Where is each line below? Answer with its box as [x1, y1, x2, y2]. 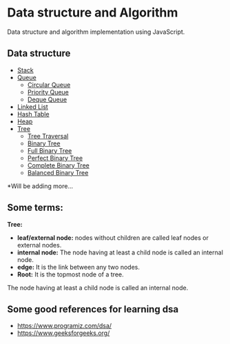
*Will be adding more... [7, 181, 74, 190]
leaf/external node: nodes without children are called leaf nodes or [17, 233, 209, 242]
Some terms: [7, 202, 63, 214]
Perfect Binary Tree [27, 154, 83, 162]
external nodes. [17, 241, 62, 249]
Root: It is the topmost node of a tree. [17, 270, 124, 279]
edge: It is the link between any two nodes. [17, 263, 140, 271]
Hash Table [17, 110, 50, 118]
